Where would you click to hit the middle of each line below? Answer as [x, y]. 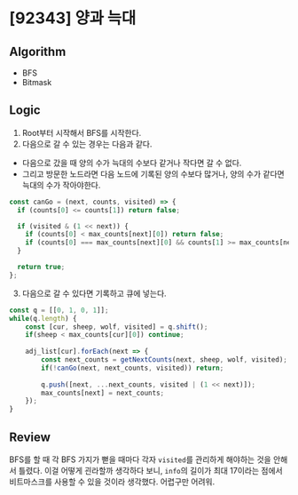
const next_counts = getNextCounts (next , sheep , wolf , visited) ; [165, 360]
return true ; [41, 267]
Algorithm [38, 51]
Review [30, 437]
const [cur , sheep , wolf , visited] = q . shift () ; [117, 327]
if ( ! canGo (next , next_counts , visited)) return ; [133, 368]
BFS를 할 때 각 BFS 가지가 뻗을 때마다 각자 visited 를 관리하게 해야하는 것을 [141, 459]
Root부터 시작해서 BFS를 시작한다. [82, 132]
